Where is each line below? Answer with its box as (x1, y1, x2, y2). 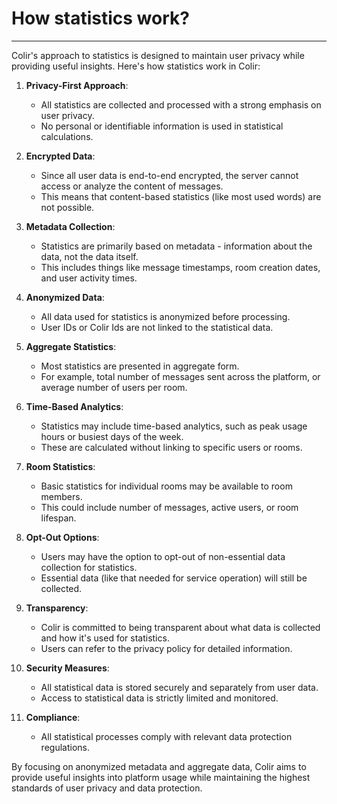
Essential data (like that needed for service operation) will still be (40, 572, 308, 584)
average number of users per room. (40, 381, 188, 393)
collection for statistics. (40, 561, 138, 573)
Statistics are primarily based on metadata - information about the (40, 240, 313, 252)
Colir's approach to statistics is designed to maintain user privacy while (11, 49, 305, 61)
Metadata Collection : (25, 220, 116, 232)
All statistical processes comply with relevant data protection (40, 730, 293, 742)
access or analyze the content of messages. (40, 180, 224, 192)
